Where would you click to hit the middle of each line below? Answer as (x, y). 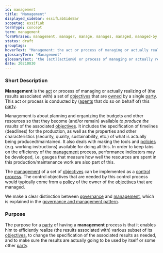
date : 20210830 (20, 63)
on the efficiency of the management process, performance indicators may (80, 152)
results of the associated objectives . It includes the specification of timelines (81, 126)
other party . (17, 245)
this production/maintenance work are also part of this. (60, 162)
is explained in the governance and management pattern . (62, 202)
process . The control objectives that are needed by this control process (76, 177)
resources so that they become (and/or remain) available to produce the (77, 121)
